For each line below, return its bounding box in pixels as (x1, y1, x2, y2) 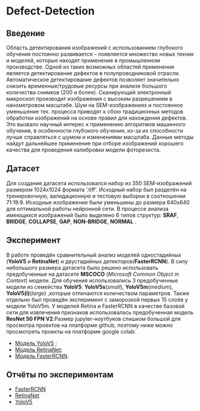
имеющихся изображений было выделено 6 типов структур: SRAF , (6, 212, 178, 219)
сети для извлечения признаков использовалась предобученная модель (6, 308, 194, 316)
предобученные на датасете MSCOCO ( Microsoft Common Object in (6, 270, 180, 278)
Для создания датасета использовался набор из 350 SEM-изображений (6, 179, 192, 187)
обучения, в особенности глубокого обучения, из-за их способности (6, 127, 184, 134)
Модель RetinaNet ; (14, 346, 63, 353)
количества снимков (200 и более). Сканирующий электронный (6, 89, 171, 96)
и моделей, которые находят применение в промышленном (6, 57, 160, 64)
